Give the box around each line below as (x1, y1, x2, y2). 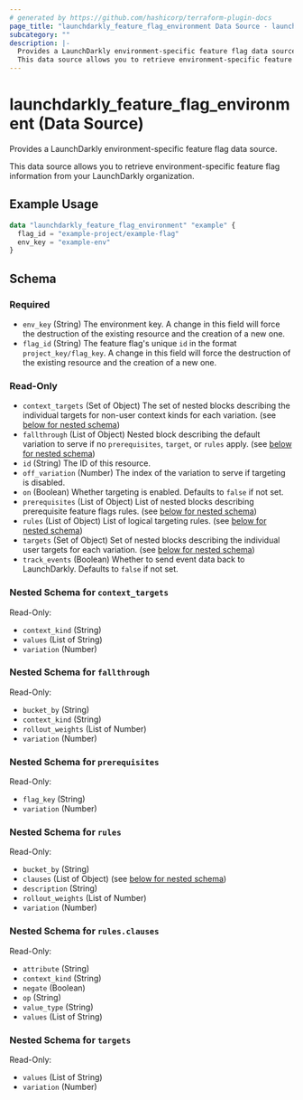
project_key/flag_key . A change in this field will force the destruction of (22, 347, 291, 358)
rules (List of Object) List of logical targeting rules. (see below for (22, 516, 268, 526)
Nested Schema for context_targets (9, 586, 170, 599)
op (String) (22, 991, 61, 1002)
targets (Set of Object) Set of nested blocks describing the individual (22, 535, 280, 545)
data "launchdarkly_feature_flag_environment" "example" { (9, 221, 236, 230)
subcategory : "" (9, 30, 70, 39)
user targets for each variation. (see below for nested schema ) (22, 545, 255, 555)
